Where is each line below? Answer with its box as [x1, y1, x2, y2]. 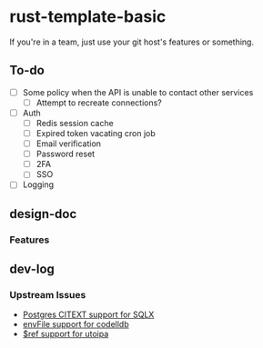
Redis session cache [35, 117, 114, 128]
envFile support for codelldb [22, 319, 129, 330]
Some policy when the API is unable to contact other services [22, 86, 254, 97]
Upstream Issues [9, 289, 86, 301]
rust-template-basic [9, 6, 167, 27]
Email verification [35, 138, 102, 149]
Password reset [35, 148, 96, 160]
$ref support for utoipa [22, 329, 109, 340]
